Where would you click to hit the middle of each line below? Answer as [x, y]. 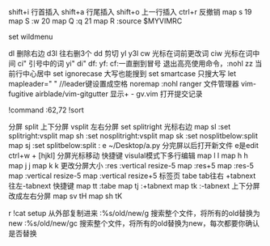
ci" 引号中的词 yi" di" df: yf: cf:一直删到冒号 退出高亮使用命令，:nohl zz [135, 64]
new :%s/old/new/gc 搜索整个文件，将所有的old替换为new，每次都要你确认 [134, 223]
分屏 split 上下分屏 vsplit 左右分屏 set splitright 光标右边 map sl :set [120, 127]
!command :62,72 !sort [46, 110]
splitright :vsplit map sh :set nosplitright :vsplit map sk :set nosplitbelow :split [133, 136]
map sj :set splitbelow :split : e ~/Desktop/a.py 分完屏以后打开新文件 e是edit [133, 145]
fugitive [21, 94]
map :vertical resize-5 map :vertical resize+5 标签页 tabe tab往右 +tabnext [132, 176]
